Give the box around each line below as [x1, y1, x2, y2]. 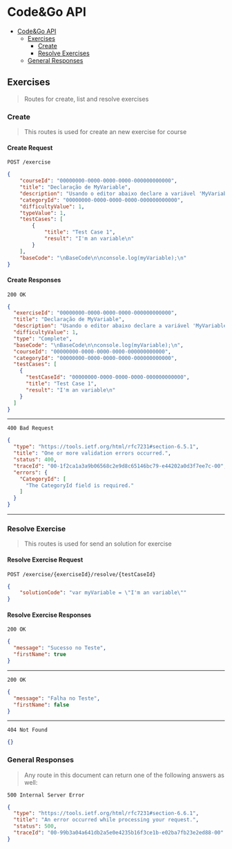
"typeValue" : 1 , [19, 209, 67, 216]
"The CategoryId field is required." [25, 481, 135, 489]
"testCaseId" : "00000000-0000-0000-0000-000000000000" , [25, 374, 190, 381]
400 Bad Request [7, 425, 54, 432]
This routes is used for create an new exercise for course [23, 128, 187, 136]
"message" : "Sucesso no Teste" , [13, 645, 107, 651]
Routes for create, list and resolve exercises [23, 95, 149, 103]
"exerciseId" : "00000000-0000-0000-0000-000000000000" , [13, 309, 177, 316]
